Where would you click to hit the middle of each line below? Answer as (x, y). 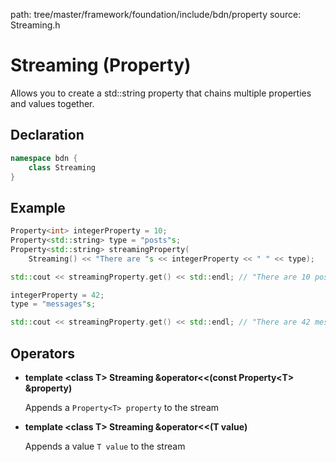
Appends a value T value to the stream (105, 446)
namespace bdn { (44, 158)
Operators (43, 353)
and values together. (52, 103)
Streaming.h (35, 25)
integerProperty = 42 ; (57, 295)
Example (38, 207)
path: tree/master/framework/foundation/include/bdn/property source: (156, 14)
